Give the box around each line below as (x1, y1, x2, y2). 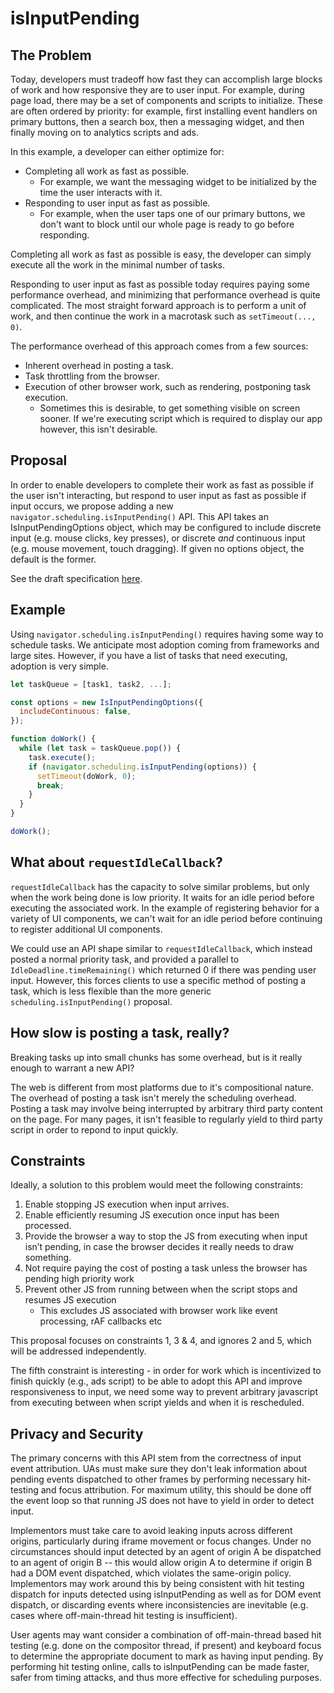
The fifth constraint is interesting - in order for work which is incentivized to (10, 1365, 322, 1377)
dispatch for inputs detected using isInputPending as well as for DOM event (10, 1588, 322, 1601)
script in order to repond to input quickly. (10, 1123, 179, 1136)
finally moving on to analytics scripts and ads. (10, 127, 200, 138)
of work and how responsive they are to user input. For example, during (10, 84, 305, 96)
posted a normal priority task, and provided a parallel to (10, 953, 240, 965)
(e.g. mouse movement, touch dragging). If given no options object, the (10, 542, 305, 554)
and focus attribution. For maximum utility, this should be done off (40, 1484, 312, 1496)
